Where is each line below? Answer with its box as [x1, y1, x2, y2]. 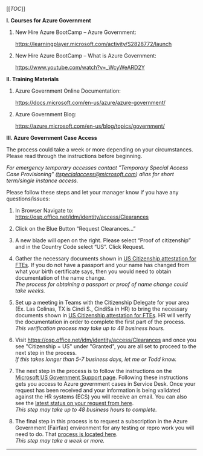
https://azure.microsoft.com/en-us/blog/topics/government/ [14, 122, 165, 130]
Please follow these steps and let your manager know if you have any [6, 189, 179, 196]
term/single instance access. [6, 177, 79, 184]
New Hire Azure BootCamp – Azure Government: [14, 28, 137, 36]
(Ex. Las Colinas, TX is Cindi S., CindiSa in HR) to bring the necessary [14, 305, 188, 312]
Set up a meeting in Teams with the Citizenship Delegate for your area [14, 299, 190, 306]
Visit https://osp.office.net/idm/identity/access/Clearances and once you [14, 336, 196, 343]
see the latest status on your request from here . [14, 400, 134, 406]
